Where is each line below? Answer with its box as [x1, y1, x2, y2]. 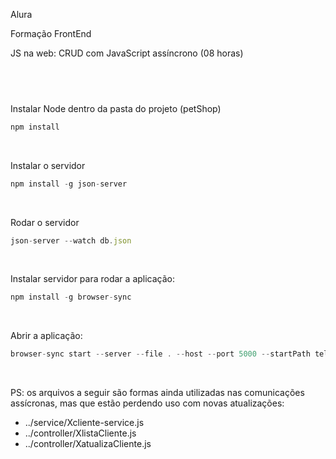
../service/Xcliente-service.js [24, 417, 145, 429]
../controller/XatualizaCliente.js [24, 438, 152, 450]
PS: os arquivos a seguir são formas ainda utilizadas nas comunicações [10, 387, 305, 399]
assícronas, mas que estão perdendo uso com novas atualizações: [10, 397, 285, 409]
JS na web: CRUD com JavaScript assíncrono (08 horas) [10, 47, 244, 59]
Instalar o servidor [10, 159, 86, 171]
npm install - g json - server [10, 179, 128, 189]
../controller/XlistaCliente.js [24, 427, 137, 439]
